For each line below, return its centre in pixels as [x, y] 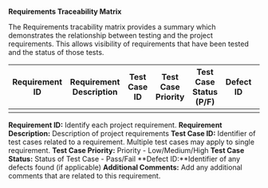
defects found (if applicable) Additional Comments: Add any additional [125, 167]
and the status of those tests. [56, 52]
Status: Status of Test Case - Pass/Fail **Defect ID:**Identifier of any [124, 159]
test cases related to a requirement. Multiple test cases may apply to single [132, 142]
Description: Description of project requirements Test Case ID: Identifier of [132, 133]
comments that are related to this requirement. [85, 176]
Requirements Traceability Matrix [65, 12]
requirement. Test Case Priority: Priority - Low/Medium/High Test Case [126, 150]
